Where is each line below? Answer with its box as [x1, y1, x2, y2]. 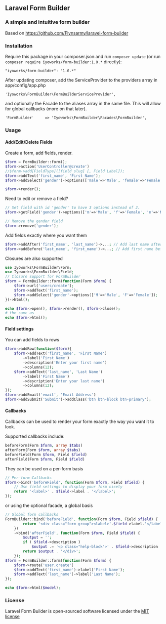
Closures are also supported [5, 255, 63, 261]
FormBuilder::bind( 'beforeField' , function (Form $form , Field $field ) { [5, 516, 158, 522]
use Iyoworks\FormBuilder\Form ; [5, 265, 72, 270]
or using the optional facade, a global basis [5, 502, 93, 508]
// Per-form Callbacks [5, 475, 52, 480]
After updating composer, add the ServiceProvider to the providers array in [5, 77, 158, 83]
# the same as [5, 311, 35, 316]
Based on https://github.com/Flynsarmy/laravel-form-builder [5, 30, 128, 36]
